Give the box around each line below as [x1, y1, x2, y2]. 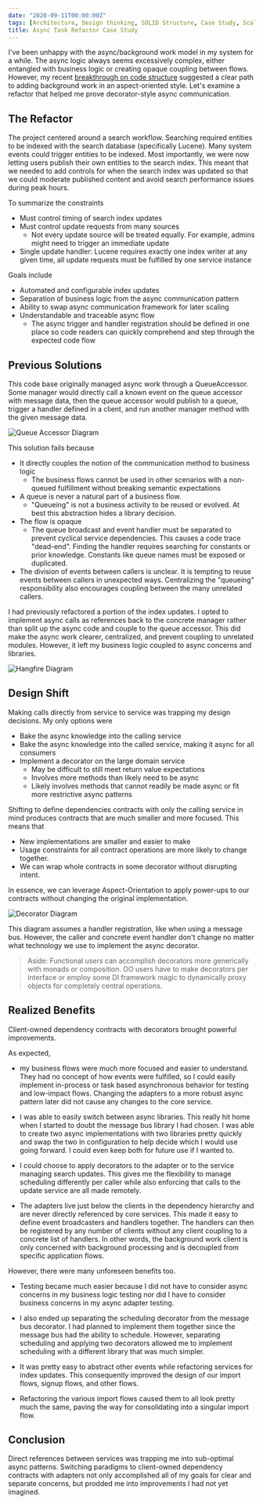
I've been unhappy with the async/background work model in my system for [8, 48, 254, 57]
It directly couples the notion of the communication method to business [19, 459, 250, 467]
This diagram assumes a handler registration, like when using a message [8, 924, 243, 933]
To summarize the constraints [8, 198, 104, 208]
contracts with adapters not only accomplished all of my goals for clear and [8, 1470, 252, 1480]
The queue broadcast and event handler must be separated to [31, 525, 232, 534]
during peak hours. [8, 183, 70, 192]
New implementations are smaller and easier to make [19, 836, 191, 846]
